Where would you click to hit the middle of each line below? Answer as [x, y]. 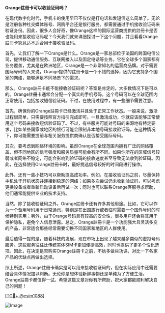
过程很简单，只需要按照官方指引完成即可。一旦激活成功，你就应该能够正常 [80, 117]
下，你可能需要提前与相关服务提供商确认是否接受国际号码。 [65, 135]
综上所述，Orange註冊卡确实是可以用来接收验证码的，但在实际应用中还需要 [82, 268]
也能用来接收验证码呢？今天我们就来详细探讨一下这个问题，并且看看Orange [82, 37]
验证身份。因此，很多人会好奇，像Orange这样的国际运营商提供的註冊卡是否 [82, 30]
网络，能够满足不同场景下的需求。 [48, 78]
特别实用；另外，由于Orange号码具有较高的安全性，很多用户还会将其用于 [83, 216]
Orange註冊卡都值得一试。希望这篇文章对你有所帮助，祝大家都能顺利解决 [79, 280]
